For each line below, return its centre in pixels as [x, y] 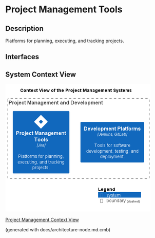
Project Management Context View [42, 220]
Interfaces [22, 57]
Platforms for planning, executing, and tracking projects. [65, 41]
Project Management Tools [64, 10]
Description [24, 29]
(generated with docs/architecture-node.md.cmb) [58, 230]
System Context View [41, 74]
